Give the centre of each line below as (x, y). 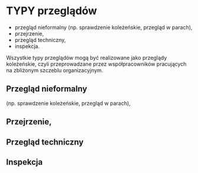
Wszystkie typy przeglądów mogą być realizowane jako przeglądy (87, 57)
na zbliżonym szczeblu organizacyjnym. (55, 70)
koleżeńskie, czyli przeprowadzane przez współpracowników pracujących (96, 64)
